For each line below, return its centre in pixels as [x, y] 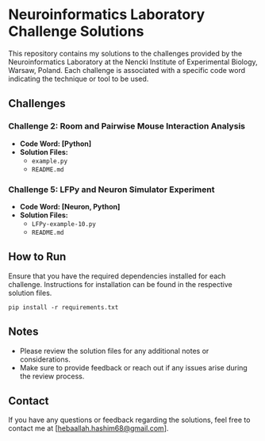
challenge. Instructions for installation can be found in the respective [120, 284]
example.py [50, 161]
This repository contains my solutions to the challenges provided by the [125, 53]
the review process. [52, 376]
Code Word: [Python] [56, 144]
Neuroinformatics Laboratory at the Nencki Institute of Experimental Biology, [133, 62]
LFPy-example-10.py [64, 224]
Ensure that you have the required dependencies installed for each [117, 276]
